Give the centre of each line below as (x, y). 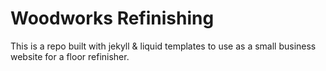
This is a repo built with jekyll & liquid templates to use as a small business (163, 46)
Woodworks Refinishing (112, 18)
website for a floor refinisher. (70, 56)
